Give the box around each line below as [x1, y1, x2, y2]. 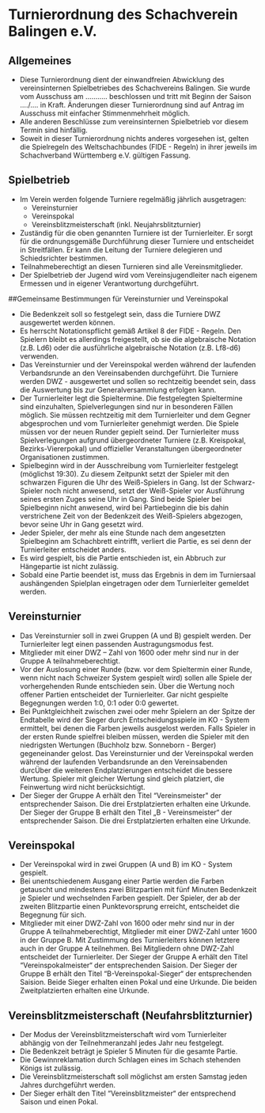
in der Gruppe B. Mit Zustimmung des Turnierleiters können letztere [19, 936, 240, 945]
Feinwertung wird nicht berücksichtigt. [19, 782, 146, 792]
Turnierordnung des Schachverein [8, 6, 239, 24]
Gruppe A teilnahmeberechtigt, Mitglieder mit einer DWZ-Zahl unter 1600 [19, 927, 257, 936]
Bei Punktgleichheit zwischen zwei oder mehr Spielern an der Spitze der [19, 706, 256, 716]
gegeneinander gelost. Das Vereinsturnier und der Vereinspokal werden [19, 748, 254, 758]
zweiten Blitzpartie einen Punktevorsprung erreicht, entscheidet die [19, 902, 240, 911]
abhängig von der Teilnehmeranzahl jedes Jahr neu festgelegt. [19, 1039, 224, 1048]
